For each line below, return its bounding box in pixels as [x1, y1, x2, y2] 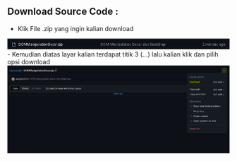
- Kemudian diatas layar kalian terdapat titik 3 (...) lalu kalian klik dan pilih [7, 49, 219, 59]
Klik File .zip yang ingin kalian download [17, 24, 134, 32]
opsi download [7, 57, 51, 66]
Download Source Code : [7, 6, 119, 18]
